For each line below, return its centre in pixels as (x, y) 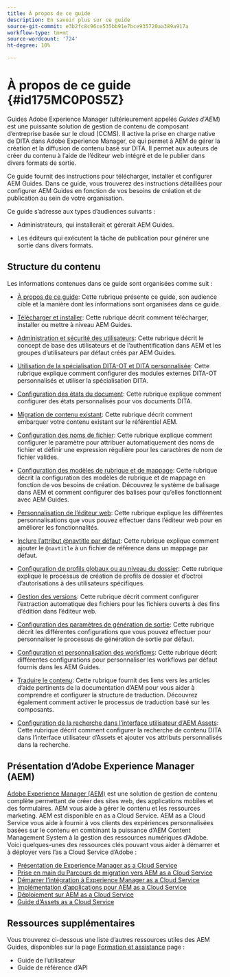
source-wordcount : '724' (43, 39)
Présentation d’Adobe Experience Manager (101, 766)
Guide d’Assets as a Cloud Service (66, 901)
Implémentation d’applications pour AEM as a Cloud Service (102, 887)
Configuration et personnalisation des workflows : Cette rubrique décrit (117, 652)
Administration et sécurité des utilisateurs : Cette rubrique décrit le (110, 338)
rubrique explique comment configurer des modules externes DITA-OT (117, 373)
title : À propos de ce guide (49, 13)
